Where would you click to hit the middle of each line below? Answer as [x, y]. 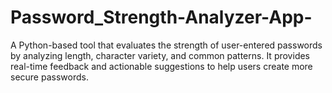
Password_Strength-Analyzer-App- [161, 17]
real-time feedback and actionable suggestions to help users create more [161, 66]
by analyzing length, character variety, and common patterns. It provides [160, 55]
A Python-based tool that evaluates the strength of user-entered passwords [166, 45]
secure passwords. [49, 77]
